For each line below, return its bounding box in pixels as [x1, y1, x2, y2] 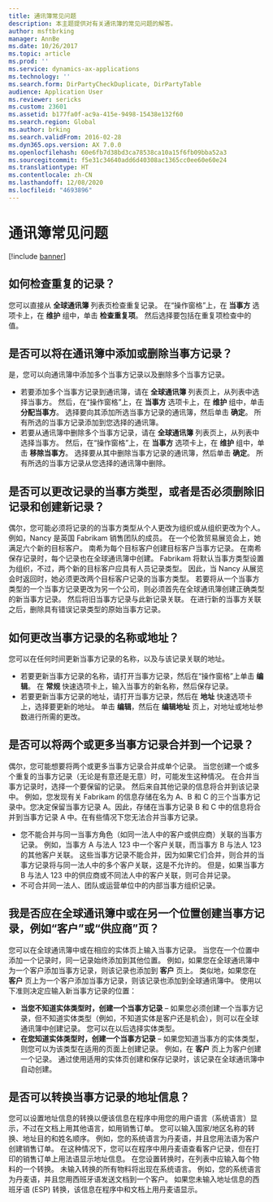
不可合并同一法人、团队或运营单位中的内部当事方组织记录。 [19, 880, 220, 890]
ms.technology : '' [8, 73, 71, 81]
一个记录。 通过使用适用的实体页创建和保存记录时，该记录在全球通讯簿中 [19, 1054, 265, 1063]
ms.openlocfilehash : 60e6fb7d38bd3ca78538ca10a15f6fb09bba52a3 [8, 148, 227, 156]
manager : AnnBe [8, 34, 60, 43]
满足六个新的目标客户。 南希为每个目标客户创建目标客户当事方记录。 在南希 [8, 544, 262, 553]
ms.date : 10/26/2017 [8, 42, 79, 51]
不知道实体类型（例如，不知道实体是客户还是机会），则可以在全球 [41, 1013, 259, 1023]
